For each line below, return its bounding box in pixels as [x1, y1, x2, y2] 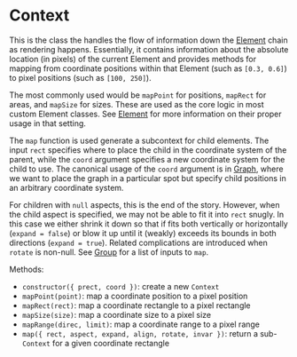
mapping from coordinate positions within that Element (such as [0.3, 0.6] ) [9, 63, 288, 74]
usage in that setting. [9, 117, 87, 129]
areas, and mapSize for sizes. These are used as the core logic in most [9, 99, 264, 109]
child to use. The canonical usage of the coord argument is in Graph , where [9, 163, 284, 174]
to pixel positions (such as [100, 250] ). [9, 72, 152, 83]
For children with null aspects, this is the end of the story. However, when [9, 199, 280, 210]
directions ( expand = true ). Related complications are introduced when [9, 237, 269, 248]
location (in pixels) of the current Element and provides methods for [9, 53, 257, 64]
